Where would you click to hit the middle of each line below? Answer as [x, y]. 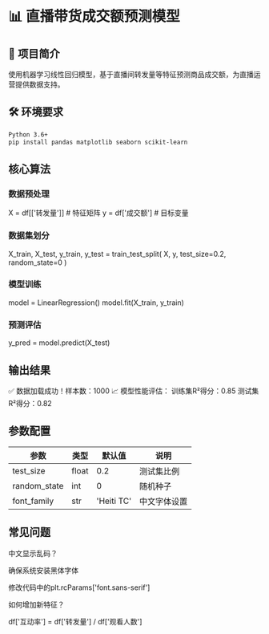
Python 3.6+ [28, 134]
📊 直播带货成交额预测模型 [94, 16]
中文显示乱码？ [33, 553]
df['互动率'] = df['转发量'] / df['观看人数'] [75, 621]
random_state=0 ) [38, 262]
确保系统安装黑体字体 [43, 570]
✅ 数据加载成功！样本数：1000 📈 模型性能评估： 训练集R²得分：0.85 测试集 [134, 391]
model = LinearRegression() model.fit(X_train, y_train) [96, 303]
